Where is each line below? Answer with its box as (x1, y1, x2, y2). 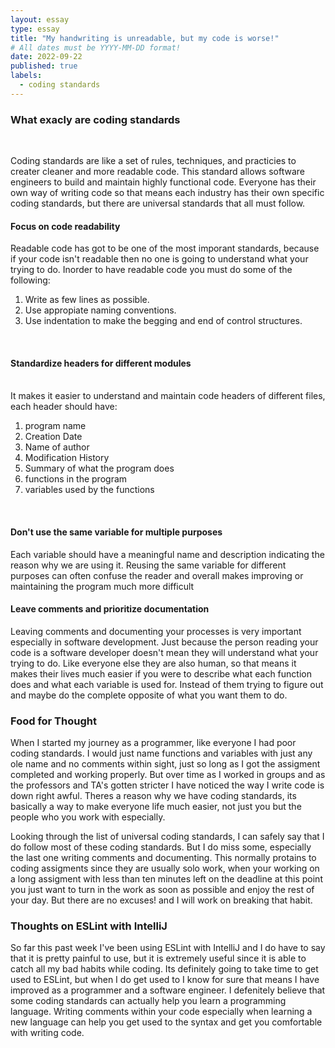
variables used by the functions (24, 484, 155, 496)
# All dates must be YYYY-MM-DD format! (10, 42, 182, 53)
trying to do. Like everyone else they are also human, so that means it (10, 657, 297, 669)
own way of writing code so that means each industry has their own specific (10, 187, 325, 199)
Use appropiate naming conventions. (24, 304, 177, 316)
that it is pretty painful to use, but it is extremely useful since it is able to (10, 952, 307, 965)
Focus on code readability (10, 220, 121, 232)
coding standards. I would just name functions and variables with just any (10, 747, 313, 760)
